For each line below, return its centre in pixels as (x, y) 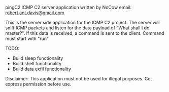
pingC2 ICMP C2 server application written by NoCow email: (69, 7)
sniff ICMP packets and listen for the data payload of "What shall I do (77, 28)
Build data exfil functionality (42, 69)
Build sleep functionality (38, 58)
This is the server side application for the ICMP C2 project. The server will (82, 22)
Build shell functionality (37, 63)
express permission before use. (38, 84)
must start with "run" (27, 38)
